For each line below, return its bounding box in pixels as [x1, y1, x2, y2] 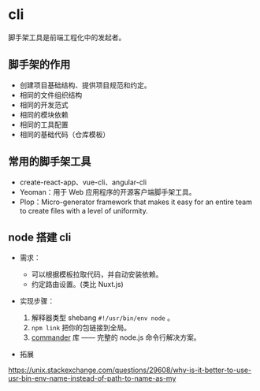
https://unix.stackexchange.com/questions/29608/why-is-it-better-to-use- [8, 365, 252, 375]
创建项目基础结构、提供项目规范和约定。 [19, 80, 151, 90]
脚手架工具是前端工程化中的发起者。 [8, 32, 126, 42]
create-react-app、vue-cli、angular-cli [19, 177, 147, 187]
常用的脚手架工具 [8, 155, 91, 169]
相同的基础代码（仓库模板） [19, 129, 110, 139]
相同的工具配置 [19, 120, 69, 129]
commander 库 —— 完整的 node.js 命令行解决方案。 [31, 333, 201, 342]
